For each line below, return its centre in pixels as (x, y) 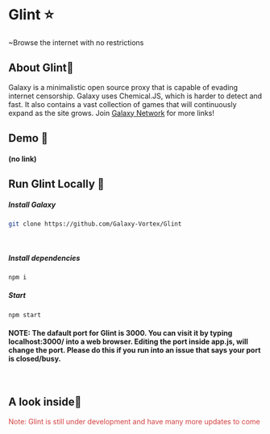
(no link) (23, 159)
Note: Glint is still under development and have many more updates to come (134, 421)
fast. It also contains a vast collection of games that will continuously (123, 104)
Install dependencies (44, 258)
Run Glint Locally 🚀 (56, 184)
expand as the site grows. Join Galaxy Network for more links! (112, 113)
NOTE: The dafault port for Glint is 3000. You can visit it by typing (120, 333)
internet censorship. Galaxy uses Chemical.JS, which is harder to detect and (135, 96)
